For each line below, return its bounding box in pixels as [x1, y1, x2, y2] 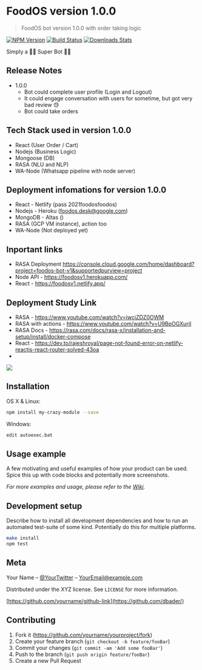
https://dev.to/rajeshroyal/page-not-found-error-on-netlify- [35, 339, 184, 347]
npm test [6, 541, 29, 547]
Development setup [6, 500, 82, 511]
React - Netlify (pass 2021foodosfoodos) [15, 201, 117, 208]
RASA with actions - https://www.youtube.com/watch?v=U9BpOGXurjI [15, 320, 192, 327]
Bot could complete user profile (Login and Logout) [24, 88, 153, 95]
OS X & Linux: [6, 397, 41, 405]
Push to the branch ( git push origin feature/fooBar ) [15, 651, 150, 658]
